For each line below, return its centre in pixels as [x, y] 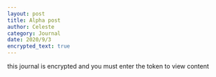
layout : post [26, 14]
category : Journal [34, 33]
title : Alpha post [34, 20]
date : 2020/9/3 [29, 40]
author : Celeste [31, 27]
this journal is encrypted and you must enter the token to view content [108, 66]
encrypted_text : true [39, 46]
